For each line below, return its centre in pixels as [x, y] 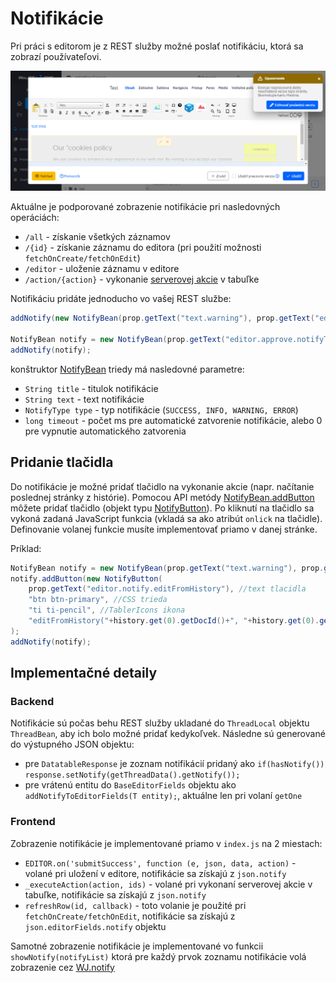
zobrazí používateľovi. [56, 56]
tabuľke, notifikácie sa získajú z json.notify [115, 894]
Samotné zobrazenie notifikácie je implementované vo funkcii [137, 946]
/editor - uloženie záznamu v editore [102, 269]
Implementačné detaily [84, 673]
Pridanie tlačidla [62, 462]
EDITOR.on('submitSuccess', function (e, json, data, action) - [160, 863]
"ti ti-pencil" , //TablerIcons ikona [107, 610]
